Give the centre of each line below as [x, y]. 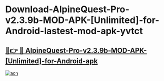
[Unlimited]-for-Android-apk [52, 61]
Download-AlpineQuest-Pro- [67, 9]
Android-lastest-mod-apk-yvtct [74, 31]
